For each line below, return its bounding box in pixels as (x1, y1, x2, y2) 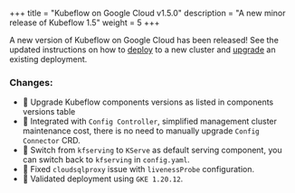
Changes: (9, 76, 53, 88)
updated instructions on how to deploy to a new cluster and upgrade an (9, 44, 276, 55)
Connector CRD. (22, 135, 81, 146)
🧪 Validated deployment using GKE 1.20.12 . (22, 173, 184, 184)
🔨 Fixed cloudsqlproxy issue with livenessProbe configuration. (22, 164, 255, 175)
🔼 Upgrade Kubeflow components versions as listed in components (22, 96, 274, 107)
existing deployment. (9, 54, 88, 64)
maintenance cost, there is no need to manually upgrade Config (22, 125, 260, 136)
